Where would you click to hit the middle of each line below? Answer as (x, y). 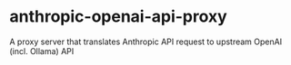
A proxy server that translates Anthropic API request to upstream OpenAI (146, 42)
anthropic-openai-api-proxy (118, 17)
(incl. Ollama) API (42, 51)
